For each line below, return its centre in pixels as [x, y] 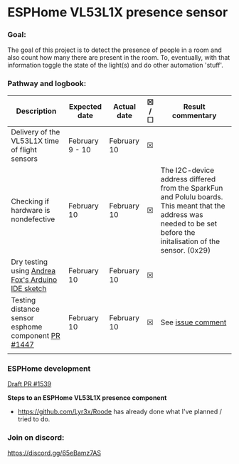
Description [36, 111]
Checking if [30, 201]
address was [182, 214]
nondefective [33, 219]
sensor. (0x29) [186, 250]
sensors [24, 159]
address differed [188, 179]
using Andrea [33, 270]
